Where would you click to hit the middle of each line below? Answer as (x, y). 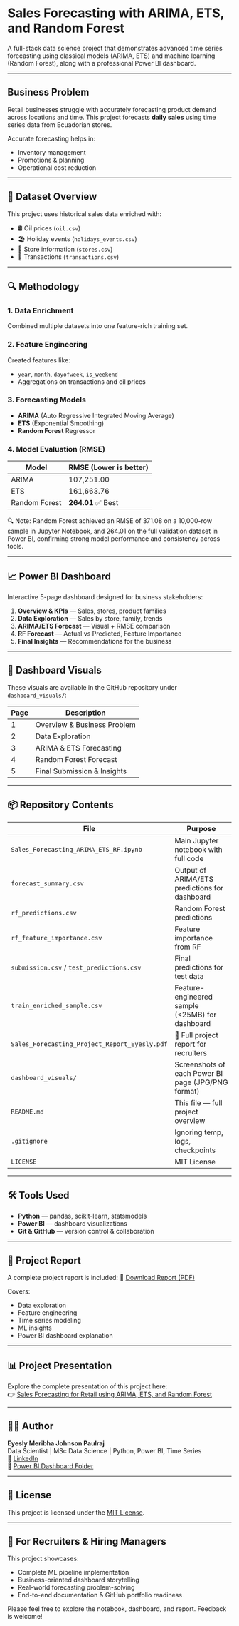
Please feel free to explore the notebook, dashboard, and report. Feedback (117, 1609)
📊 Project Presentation (60, 1365)
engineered (193, 997)
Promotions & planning (51, 160)
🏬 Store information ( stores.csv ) (65, 249)
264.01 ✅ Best (94, 503)
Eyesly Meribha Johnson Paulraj (56, 1443)
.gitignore (29, 1141)
